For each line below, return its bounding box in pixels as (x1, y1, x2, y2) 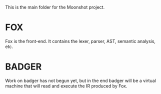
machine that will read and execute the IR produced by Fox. (5, 82, 127, 89)
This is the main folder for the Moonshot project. (5, 4, 105, 10)
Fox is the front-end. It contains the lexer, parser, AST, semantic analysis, (5, 38, 156, 44)
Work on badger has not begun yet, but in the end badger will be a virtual (5, 77, 156, 83)
